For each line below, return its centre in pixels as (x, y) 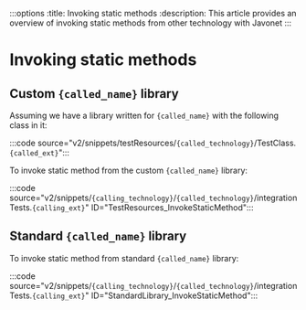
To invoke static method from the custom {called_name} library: (129, 170)
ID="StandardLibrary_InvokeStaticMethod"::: (174, 295)
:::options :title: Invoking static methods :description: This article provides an (153, 13)
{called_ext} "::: (40, 153)
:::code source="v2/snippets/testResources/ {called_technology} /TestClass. (153, 143)
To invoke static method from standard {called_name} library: (124, 258)
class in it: (28, 125)
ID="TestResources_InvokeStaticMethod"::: (172, 208)
